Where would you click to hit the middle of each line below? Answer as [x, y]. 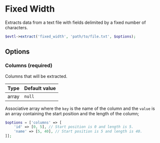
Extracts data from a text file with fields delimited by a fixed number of [75, 22]
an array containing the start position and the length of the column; [72, 113]
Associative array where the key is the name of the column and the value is [80, 108]
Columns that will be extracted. [36, 76]
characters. [17, 27]
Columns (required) [29, 66]
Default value [40, 88]
